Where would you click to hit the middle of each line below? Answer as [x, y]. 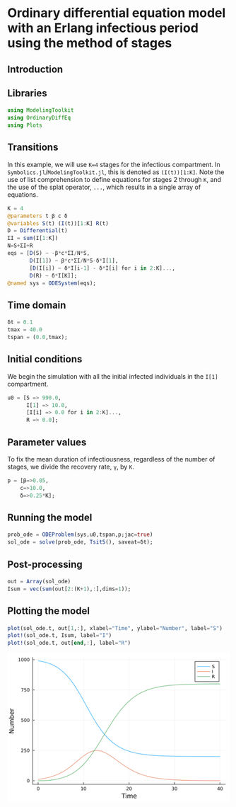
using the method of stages [90, 43]
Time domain [37, 305]
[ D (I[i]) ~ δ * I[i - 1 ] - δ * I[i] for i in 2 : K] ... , [102, 268]
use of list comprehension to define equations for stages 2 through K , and [114, 179]
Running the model [50, 518]
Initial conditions [45, 359]
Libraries [27, 93]
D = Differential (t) [38, 231]
